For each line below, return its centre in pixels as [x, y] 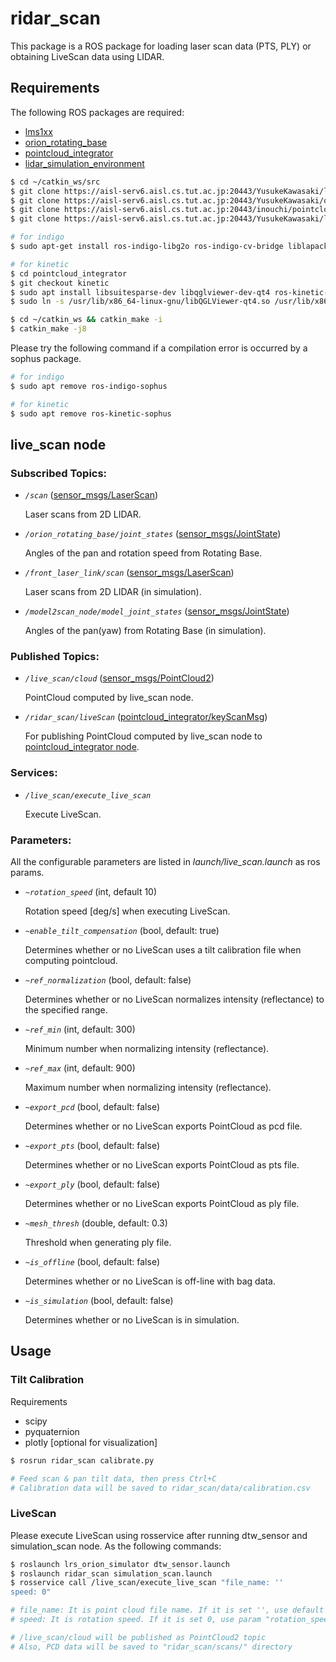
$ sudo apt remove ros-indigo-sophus [89, 386]
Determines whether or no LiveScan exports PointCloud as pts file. [162, 1165]
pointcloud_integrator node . [82, 747]
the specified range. [66, 1010]
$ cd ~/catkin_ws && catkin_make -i [86, 320]
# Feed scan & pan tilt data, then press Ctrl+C [113, 1478]
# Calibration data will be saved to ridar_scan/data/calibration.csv [160, 1488]
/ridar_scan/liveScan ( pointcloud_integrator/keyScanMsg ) [146, 717]
